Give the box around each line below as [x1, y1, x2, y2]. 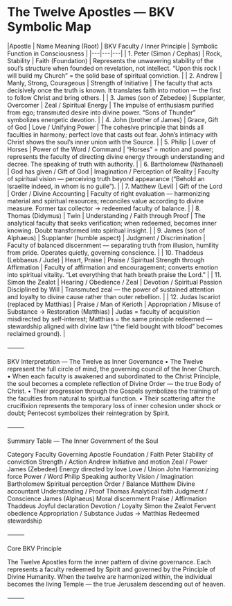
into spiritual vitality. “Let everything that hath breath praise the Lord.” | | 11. [7, 270, 222, 278]
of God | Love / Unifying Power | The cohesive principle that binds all [7, 123, 204, 131]
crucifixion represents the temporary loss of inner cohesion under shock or [7, 401, 222, 410]
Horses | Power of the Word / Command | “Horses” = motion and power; [7, 145, 213, 153]
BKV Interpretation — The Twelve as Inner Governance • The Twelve [7, 357, 204, 365]
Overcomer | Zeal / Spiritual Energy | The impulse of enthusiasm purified [7, 101, 215, 109]
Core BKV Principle [7, 544, 62, 553]
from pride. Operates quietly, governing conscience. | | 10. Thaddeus [7, 248, 204, 257]
